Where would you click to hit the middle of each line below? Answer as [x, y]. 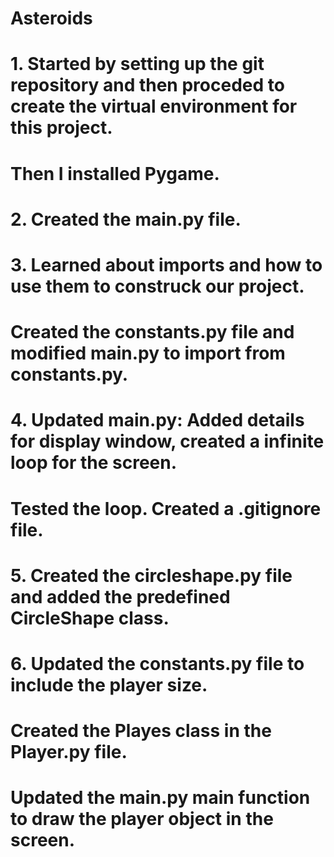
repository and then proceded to [147, 85]
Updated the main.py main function [160, 798]
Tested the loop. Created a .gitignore [166, 508]
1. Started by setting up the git [137, 64]
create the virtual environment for [154, 106]
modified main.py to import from [148, 353]
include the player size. [109, 684]
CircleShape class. [90, 618]
